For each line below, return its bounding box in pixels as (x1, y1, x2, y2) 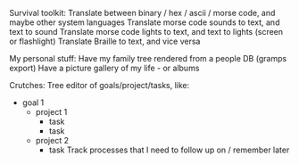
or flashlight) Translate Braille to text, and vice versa (9, 36, 201, 46)
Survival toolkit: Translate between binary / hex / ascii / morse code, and (9, 8, 276, 18)
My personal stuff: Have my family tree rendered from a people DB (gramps (9, 53, 287, 63)
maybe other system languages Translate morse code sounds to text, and (9, 17, 280, 28)
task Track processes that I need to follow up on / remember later (48, 144, 290, 155)
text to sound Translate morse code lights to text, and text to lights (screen (9, 27, 284, 37)
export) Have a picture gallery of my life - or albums (9, 62, 200, 73)
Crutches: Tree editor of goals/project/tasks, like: (9, 80, 190, 90)
